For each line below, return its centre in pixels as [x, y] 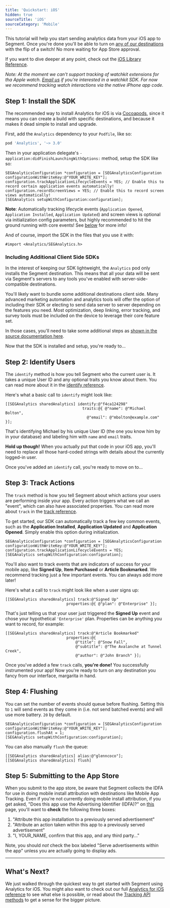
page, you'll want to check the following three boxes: [61, 810]
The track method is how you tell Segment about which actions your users [83, 495]
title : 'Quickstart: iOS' [32, 10]
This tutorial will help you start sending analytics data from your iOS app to [83, 39]
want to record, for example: [35, 624]
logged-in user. [21, 458]
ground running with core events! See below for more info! [66, 225]
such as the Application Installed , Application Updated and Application [81, 527]
